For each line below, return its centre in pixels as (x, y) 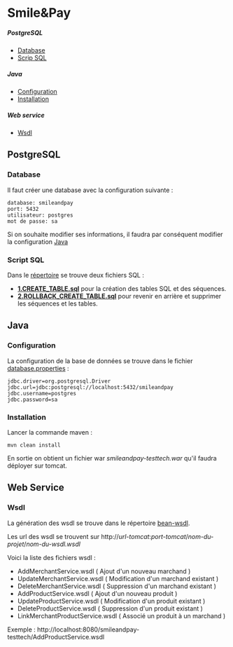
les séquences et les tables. (57, 304)
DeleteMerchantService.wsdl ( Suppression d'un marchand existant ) (117, 586)
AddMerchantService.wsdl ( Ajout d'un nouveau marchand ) (104, 571)
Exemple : (22, 629)
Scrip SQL (32, 58)
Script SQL (26, 259)
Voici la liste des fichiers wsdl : (51, 557)
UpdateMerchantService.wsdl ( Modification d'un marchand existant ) (118, 578)
